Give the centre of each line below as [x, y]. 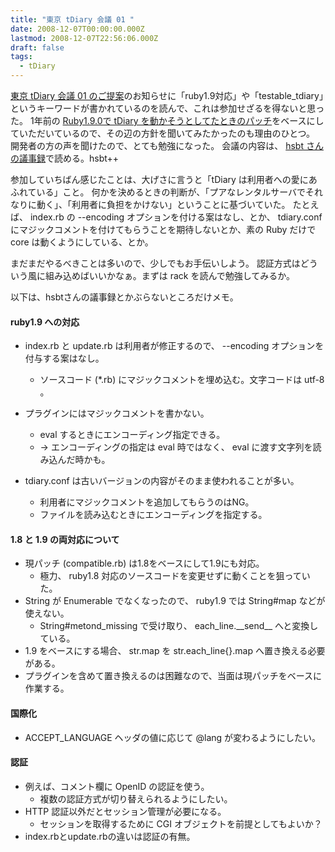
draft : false [37, 47]
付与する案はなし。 [64, 358]
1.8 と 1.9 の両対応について [65, 539]
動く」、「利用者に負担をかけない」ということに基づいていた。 [163, 204]
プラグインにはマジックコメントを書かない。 [117, 413]
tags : [21, 57]
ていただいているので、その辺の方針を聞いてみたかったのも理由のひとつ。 [163, 133]
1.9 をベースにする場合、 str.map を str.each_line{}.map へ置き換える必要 [175, 651]
